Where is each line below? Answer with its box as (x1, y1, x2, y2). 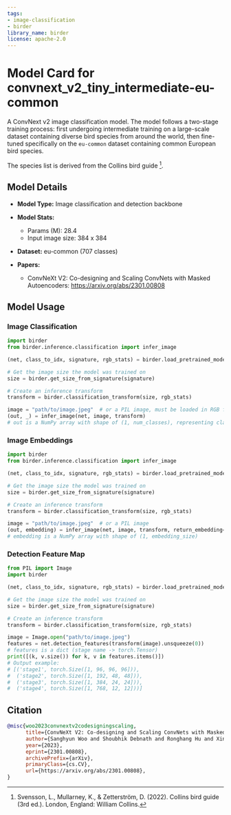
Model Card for (7, 66, 95, 81)
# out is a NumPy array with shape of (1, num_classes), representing (7, 419, 214, 426)
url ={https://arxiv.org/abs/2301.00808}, (25, 767, 146, 774)
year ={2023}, (25, 742, 63, 749)
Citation (7, 704, 43, 716)
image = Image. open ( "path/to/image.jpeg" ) (7, 634, 131, 641)
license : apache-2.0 (7, 36, 67, 43)
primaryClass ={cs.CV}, (25, 761, 91, 768)
